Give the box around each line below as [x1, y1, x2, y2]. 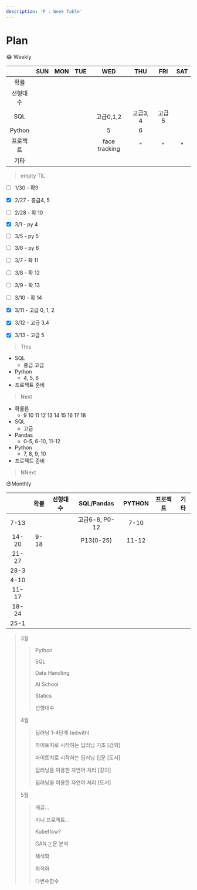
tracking [97, 144, 120, 152]
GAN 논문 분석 [35, 840, 69, 847]
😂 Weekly [6, 53, 32, 60]
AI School [35, 681, 59, 688]
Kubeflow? [35, 828, 61, 835]
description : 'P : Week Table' [6, 8, 83, 15]
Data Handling [35, 670, 70, 677]
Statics [35, 692, 52, 699]
